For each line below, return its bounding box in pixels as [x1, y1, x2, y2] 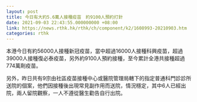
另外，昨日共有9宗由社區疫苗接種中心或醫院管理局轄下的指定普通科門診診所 [6, 75, 192, 82]
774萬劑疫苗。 [6, 62, 42, 70]
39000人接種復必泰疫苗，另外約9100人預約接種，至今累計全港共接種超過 [6, 55, 185, 62]
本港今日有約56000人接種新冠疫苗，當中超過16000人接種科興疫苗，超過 [6, 48, 183, 55]
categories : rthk [6, 31, 49, 37]
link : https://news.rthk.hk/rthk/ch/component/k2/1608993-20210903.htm [6, 25, 187, 31]
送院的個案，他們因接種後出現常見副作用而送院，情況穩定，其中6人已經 [6, 82, 181, 89]
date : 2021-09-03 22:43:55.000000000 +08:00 [6, 19, 118, 25]
